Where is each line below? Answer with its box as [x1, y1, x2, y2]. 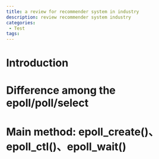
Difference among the [6, 84, 116, 97]
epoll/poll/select [6, 96, 89, 110]
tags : [6, 31, 20, 37]
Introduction [6, 56, 69, 70]
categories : [6, 20, 36, 26]
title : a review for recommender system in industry [6, 8, 139, 15]
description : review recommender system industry [6, 14, 132, 20]
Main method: [6, 125, 77, 138]
